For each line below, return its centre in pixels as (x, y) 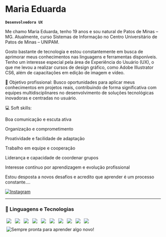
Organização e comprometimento (39, 129)
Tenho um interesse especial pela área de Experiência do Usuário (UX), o (80, 62)
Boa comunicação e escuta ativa (38, 119)
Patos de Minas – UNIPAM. (32, 42)
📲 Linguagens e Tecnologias (40, 209)
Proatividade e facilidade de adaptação (45, 138)
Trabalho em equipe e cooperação (40, 148)
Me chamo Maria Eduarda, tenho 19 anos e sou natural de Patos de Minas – (82, 31)
